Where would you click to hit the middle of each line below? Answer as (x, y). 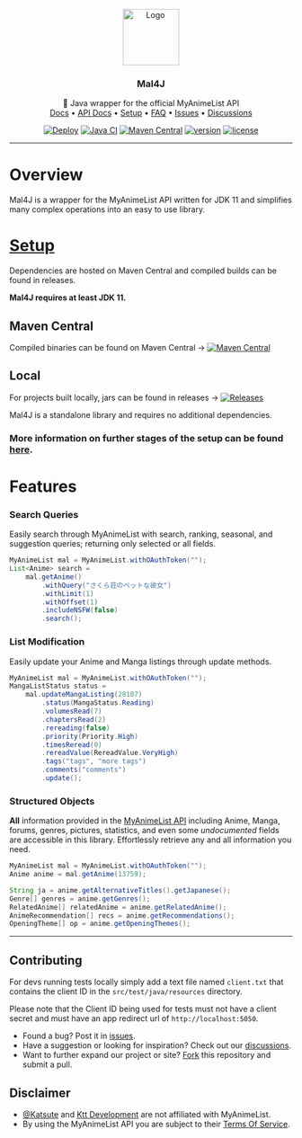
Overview (46, 175)
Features (43, 486)
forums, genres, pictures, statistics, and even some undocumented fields (145, 831)
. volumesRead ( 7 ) (72, 711)
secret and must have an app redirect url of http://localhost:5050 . (134, 1018)
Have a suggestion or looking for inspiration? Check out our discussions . (157, 1045)
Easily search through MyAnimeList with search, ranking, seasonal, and (141, 534)
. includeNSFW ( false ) (80, 610)
